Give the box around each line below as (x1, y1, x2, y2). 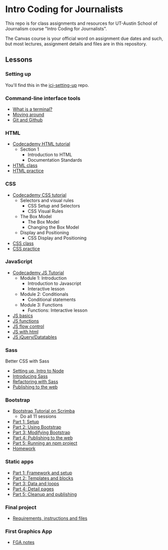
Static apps (5, 458, 34, 465)
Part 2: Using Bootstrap (12, 424, 62, 430)
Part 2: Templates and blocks (12, 475, 74, 481)
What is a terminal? (12, 106, 53, 112)
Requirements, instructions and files (12, 515, 88, 521)
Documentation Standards (27, 157, 82, 163)
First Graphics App (5, 528, 52, 535)
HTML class (12, 163, 38, 169)
